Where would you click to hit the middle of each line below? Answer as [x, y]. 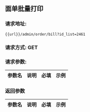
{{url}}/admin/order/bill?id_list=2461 [45, 34]
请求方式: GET [21, 47]
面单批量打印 [24, 9]
